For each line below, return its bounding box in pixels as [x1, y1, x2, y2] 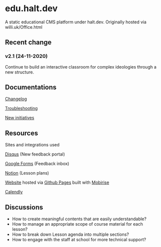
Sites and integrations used [5, 142, 60, 148]
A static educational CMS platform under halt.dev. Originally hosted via [5, 19, 147, 25]
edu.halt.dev [5, 3, 58, 14]
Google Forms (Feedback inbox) [5, 161, 69, 167]
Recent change [5, 38, 52, 47]
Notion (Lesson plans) [5, 170, 49, 176]
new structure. [5, 69, 34, 75]
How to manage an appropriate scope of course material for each [12, 221, 143, 227]
